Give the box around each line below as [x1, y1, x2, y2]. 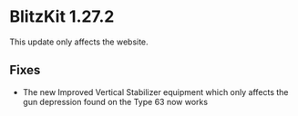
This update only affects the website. [9, 36, 149, 47]
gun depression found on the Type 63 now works [22, 96, 208, 107]
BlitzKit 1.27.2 [9, 6, 115, 27]
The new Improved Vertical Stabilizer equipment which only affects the [22, 86, 289, 97]
